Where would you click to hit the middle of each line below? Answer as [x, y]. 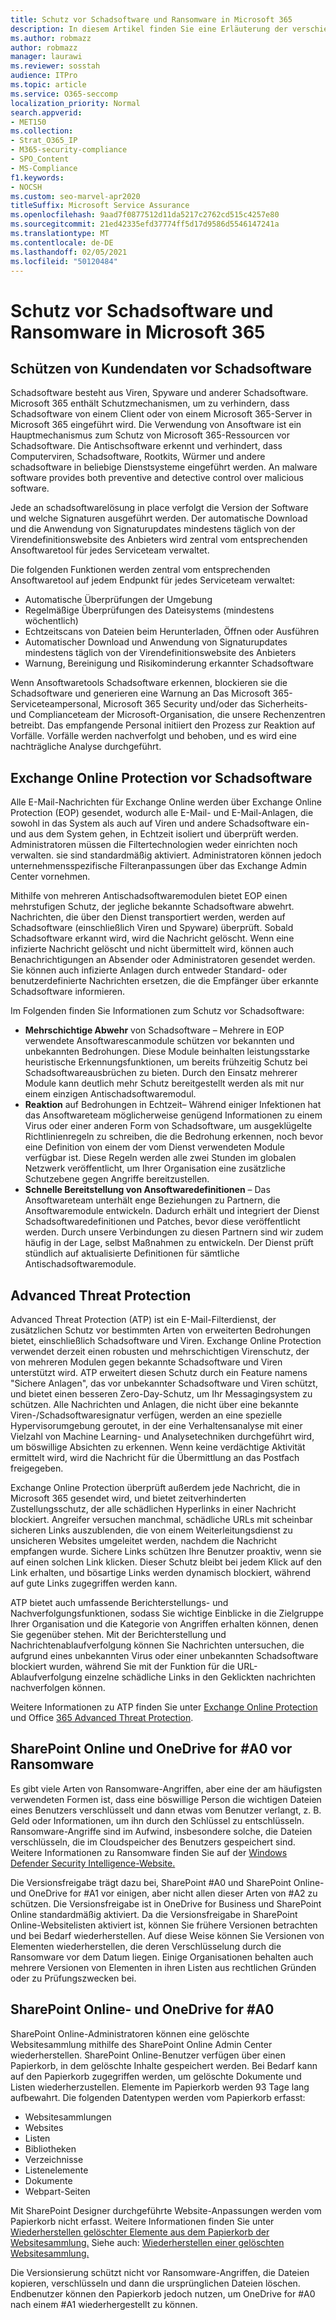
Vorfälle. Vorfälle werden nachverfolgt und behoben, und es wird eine [153, 736]
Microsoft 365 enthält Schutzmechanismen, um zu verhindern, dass [150, 403]
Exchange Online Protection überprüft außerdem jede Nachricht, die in [155, 1487]
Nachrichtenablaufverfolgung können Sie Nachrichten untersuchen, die [157, 1645]
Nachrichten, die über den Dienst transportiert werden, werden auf [148, 917]
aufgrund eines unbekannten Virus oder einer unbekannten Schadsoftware [164, 1655]
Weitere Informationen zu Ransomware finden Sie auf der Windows [149, 1852]
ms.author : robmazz [51, 38]
